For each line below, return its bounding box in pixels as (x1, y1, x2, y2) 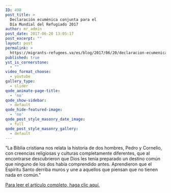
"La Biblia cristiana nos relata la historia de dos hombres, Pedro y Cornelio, (5, 145, 162, 151)
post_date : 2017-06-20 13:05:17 (5, 31, 74, 36)
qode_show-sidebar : (5, 98, 47, 103)
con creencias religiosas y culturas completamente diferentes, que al (5, 150, 150, 156)
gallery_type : (5, 79, 36, 84)
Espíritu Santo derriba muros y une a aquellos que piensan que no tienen (5, 166, 158, 173)
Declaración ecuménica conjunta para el (10, 17, 97, 22)
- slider (10, 83, 28, 88)
